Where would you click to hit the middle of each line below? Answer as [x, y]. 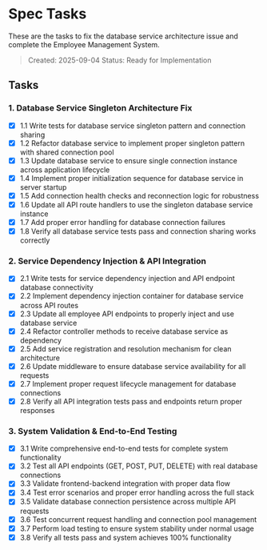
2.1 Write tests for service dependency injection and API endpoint [128, 279]
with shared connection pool [67, 152]
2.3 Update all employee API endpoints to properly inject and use [127, 314]
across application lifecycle [65, 170]
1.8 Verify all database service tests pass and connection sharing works [138, 231]
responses [37, 410]
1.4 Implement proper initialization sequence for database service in [132, 178]
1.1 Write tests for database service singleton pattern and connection [133, 126]
